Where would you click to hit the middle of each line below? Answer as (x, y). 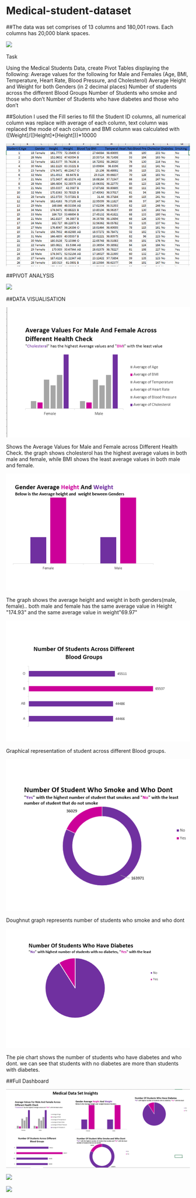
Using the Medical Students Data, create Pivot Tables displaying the (87, 68)
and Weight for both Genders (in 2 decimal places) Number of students (91, 87)
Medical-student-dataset (69, 11)
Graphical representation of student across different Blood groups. (86, 751)
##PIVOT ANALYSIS (30, 276)
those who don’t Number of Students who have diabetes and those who (92, 99)
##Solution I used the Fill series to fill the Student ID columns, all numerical (96, 116)
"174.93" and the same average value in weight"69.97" (72, 612)
